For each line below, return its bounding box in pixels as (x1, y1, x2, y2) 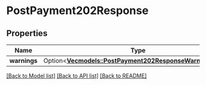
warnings (9, 56, 38, 65)
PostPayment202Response (6, 4, 149, 18)
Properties (6, 28, 48, 39)
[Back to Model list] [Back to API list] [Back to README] (6, 72, 147, 79)
